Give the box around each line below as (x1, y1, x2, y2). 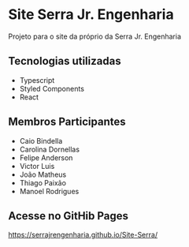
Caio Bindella (19, 136, 63, 145)
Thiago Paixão (19, 178, 67, 187)
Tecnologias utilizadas (8, 54, 121, 68)
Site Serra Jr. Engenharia (8, 6, 175, 24)
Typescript (19, 75, 55, 84)
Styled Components (19, 84, 85, 93)
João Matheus (19, 170, 67, 179)
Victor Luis (19, 161, 55, 170)
